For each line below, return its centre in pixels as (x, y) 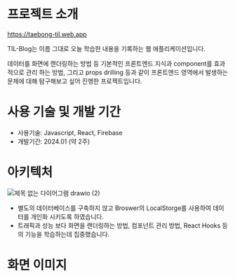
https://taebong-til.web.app (47, 34)
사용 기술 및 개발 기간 (64, 112)
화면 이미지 (37, 265)
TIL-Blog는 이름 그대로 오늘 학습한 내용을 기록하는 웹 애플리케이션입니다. (106, 48)
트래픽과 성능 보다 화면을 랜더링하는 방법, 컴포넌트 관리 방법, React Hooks (119, 225)
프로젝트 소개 (43, 14)
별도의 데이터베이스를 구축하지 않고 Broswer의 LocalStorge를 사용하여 (114, 208)
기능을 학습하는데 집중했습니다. (67, 234)
